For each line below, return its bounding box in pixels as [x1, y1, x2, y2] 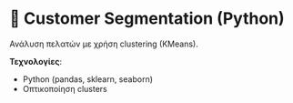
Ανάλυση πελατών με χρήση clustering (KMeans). [9, 38, 198, 49]
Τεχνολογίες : [9, 56, 63, 67]
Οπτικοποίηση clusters [22, 83, 107, 94]
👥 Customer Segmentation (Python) [9, 8, 285, 29]
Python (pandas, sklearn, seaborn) [22, 73, 153, 85]
